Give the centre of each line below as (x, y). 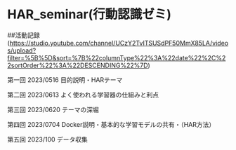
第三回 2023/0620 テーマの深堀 (53, 109)
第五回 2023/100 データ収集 (47, 139)
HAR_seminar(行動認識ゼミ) (90, 14)
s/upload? (22, 50)
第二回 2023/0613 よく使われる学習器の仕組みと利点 (83, 95)
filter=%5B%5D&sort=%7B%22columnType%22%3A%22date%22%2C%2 (117, 57)
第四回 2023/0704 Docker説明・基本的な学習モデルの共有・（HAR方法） (111, 124)
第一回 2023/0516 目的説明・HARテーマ (65, 80)
